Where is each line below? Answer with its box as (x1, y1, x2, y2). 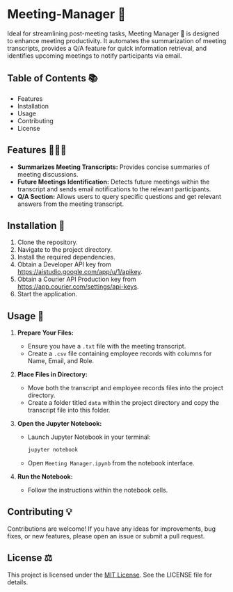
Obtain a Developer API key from (17, 260, 111, 269)
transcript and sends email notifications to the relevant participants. (17, 184, 211, 193)
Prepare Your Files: (17, 328, 74, 337)
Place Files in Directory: (17, 370, 88, 378)
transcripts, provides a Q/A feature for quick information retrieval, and (7, 44, 207, 52)
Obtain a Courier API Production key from (17, 275, 137, 284)
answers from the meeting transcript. (17, 200, 124, 208)
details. (7, 577, 29, 586)
